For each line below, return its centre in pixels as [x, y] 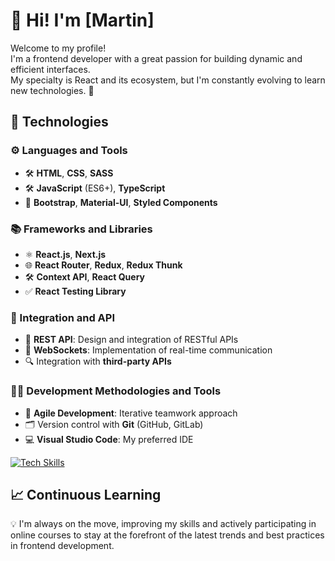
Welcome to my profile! [58, 48]
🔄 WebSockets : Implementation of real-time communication [148, 350]
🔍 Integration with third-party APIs [98, 361]
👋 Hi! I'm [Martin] [82, 20]
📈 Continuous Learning [86, 494]
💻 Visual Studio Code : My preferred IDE [109, 439]
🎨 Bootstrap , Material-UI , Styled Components [121, 202]
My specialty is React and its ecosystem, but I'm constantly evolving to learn [168, 80]
